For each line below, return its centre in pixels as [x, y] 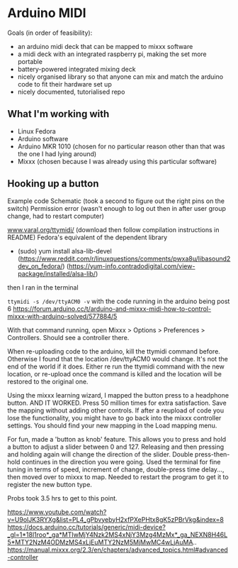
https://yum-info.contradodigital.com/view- [132, 266]
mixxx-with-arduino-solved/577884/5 [62, 316]
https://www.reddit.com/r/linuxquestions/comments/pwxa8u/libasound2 [125, 258]
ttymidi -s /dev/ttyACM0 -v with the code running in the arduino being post [119, 301]
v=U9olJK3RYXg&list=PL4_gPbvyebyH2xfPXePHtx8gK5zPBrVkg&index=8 [116, 519]
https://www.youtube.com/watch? [57, 512]
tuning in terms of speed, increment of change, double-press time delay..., [116, 469]
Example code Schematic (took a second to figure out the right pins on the [116, 201]
